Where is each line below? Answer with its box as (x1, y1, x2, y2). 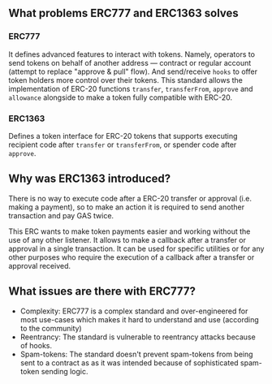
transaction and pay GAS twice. (8, 210, 114, 220)
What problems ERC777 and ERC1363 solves (8, 6, 240, 20)
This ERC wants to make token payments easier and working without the (8, 227, 251, 236)
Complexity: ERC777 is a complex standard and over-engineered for (19, 306, 248, 316)
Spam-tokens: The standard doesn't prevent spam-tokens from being (19, 349, 253, 359)
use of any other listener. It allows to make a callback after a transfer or (8, 235, 246, 244)
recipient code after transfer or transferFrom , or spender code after (8, 140, 237, 149)
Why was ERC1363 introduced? (8, 172, 171, 186)
